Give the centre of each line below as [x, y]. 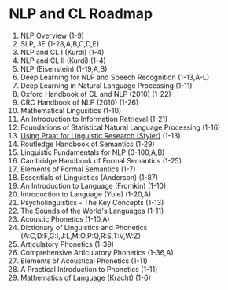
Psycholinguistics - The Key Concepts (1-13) [92, 202]
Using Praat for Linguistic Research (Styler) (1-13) [100, 135]
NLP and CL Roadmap [81, 14]
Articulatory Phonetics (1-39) [67, 244]
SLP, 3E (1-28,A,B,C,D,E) [60, 43]
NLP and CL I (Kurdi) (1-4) [62, 52]
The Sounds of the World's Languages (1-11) [92, 211]
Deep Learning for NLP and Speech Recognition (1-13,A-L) [115, 77]
